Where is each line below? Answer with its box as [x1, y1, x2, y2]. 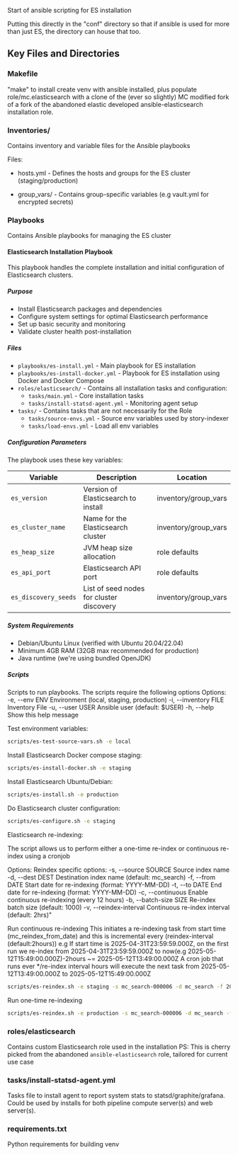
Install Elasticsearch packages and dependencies [17, 305, 162, 314]
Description [96, 472, 137, 482]
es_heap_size [11, 548, 55, 557]
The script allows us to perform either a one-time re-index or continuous [7, 844, 220, 853]
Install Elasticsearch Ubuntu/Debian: [7, 778, 113, 786]
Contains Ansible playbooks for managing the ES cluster [7, 232, 171, 240]
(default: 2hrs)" [7, 910, 52, 919]
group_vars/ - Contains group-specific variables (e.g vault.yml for [17, 190, 209, 198]
